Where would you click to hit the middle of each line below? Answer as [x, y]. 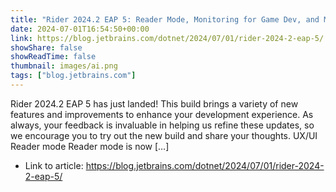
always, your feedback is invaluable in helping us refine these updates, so [162, 125]
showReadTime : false [53, 57]
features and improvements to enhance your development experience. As [162, 114]
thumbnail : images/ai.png [64, 66]
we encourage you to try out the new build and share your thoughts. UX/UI [164, 135]
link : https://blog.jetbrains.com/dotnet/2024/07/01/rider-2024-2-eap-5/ [167, 38]
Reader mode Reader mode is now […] [90, 146]
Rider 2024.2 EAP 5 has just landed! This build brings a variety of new [154, 103]
